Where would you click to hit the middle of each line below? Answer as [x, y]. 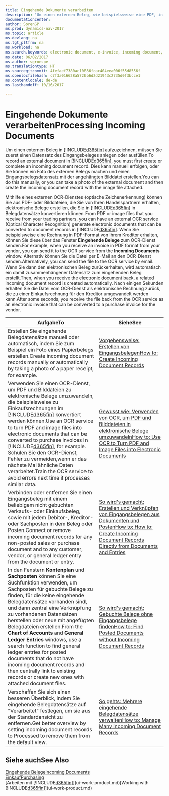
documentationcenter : [28, 19]
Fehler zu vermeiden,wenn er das [47, 459]
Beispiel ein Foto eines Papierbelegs [51, 350]
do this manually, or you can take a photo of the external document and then [84, 182]
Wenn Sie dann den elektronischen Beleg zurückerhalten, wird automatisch [83, 267]
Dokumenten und [119, 520]
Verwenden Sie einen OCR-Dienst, [49, 383]
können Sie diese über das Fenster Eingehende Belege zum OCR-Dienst [80, 240]
